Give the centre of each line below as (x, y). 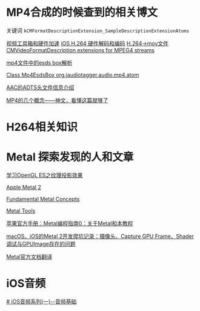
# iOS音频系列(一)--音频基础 (42, 302)
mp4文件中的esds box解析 (39, 63)
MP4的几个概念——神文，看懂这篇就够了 (57, 100)
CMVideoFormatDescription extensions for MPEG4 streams (80, 50)
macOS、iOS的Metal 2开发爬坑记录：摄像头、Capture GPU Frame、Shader (100, 236)
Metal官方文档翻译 (29, 257)
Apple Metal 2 (24, 187)
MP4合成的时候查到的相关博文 (82, 12)
